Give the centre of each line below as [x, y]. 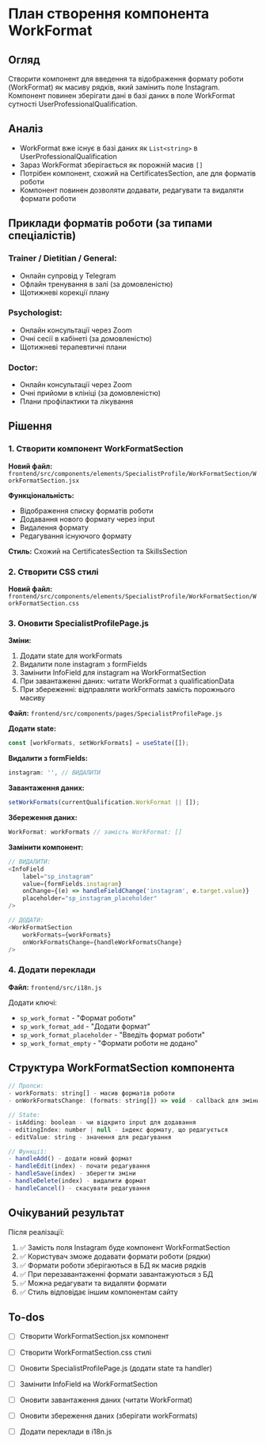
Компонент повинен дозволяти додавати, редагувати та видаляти [131, 190]
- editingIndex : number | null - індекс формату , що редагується [118, 1130]
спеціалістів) [42, 236]
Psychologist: [36, 313]
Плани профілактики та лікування [76, 401]
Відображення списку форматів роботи [87, 511]
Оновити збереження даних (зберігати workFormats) [108, 1415]
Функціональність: [41, 495]
